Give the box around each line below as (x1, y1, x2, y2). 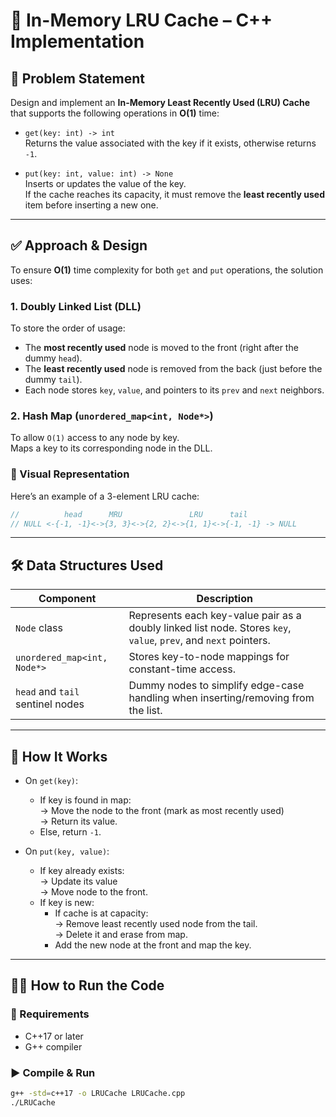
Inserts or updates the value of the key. (24, 178, 187, 189)
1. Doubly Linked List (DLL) (10, 299, 142, 313)
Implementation (10, 30, 145, 53)
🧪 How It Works (10, 748, 108, 765)
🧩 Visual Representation (10, 467, 130, 481)
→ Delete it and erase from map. (54, 929, 188, 941)
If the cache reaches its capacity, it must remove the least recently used (24, 189, 326, 200)
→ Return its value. (39, 815, 118, 828)
